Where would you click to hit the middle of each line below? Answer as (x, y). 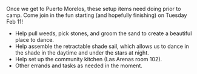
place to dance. (35, 40)
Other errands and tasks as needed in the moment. (78, 66)
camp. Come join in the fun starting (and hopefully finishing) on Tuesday (97, 15)
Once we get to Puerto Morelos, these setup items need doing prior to (94, 9)
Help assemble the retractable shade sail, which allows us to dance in (102, 46)
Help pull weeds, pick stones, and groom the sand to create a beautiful (103, 33)
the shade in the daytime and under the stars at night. (82, 53)
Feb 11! (15, 22)
